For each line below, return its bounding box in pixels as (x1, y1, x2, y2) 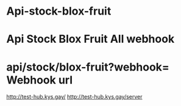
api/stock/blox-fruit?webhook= (6, 60, 169, 74)
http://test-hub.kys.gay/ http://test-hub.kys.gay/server (6, 93, 143, 101)
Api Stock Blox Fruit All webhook (6, 32, 175, 46)
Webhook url (6, 73, 73, 87)
